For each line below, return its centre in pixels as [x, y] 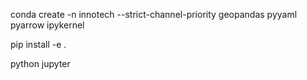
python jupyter [40, 63]
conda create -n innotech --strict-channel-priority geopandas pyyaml [154, 14]
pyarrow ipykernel [47, 25]
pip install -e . [38, 44]
